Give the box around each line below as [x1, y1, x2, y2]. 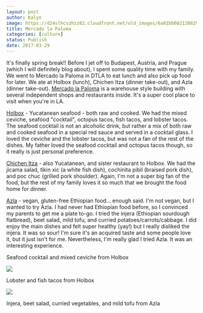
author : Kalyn [6, 15, 42, 21]
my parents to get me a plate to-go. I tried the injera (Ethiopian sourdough [6, 210, 190, 217]
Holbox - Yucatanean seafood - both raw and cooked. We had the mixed [6, 109, 187, 117]
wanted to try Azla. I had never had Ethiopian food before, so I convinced [6, 203, 188, 210]
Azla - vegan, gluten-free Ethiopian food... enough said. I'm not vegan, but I [6, 197, 195, 204]
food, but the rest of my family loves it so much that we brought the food [6, 179, 187, 186]
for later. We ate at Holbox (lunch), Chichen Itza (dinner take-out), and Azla [6, 78, 193, 85]
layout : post [6, 8, 39, 15]
